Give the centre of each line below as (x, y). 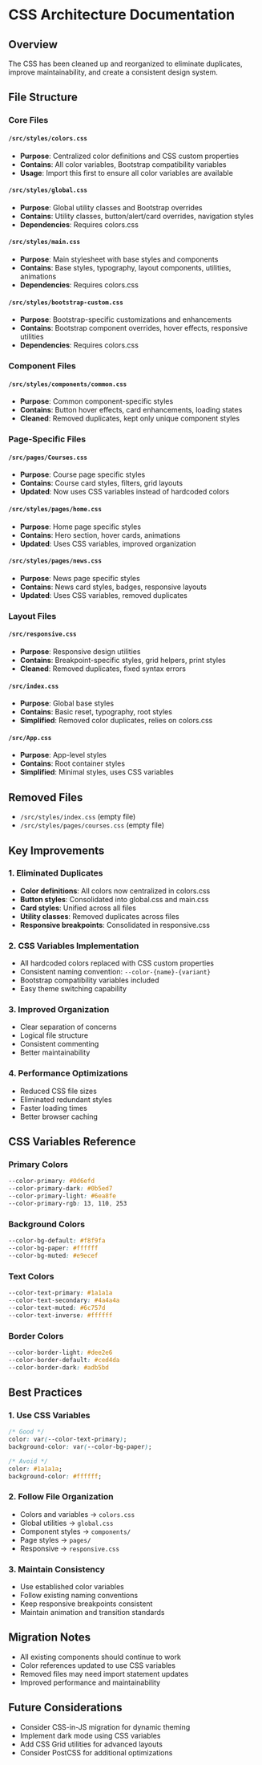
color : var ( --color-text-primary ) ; (68, 1440)
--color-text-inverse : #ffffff (60, 1315)
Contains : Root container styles (73, 763)
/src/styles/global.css (48, 190)
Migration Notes (49, 1638)
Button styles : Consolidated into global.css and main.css (114, 899)
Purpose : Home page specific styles (81, 527)
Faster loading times (54, 1108)
